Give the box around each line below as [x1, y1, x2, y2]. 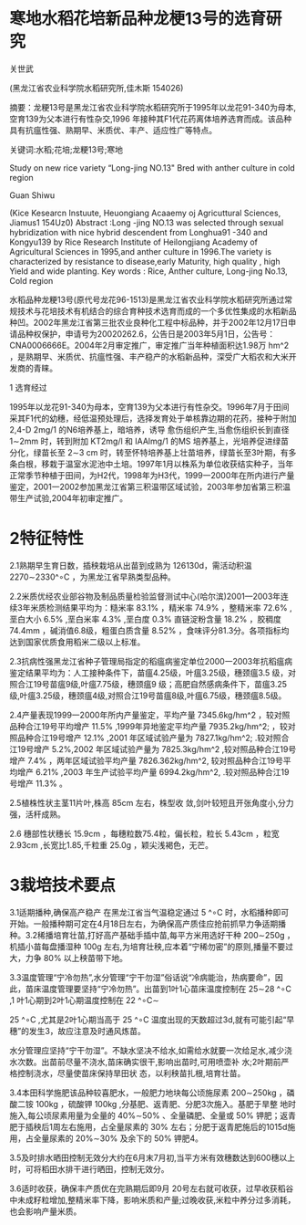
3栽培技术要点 [9, 875, 117, 895]
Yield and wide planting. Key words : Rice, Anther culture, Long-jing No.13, [9, 266, 289, 277]
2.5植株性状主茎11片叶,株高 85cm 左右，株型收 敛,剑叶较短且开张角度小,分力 [9, 797, 294, 808]
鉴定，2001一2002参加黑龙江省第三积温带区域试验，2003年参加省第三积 [9, 481, 283, 492]
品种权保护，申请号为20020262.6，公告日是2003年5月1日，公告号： [16, 328, 276, 339]
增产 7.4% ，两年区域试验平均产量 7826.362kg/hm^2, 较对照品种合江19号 [9, 755, 284, 766]
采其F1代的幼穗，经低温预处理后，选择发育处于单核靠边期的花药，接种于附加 [9, 413, 297, 424]
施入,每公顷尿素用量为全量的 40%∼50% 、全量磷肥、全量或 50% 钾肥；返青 [9, 1110, 296, 1121]
